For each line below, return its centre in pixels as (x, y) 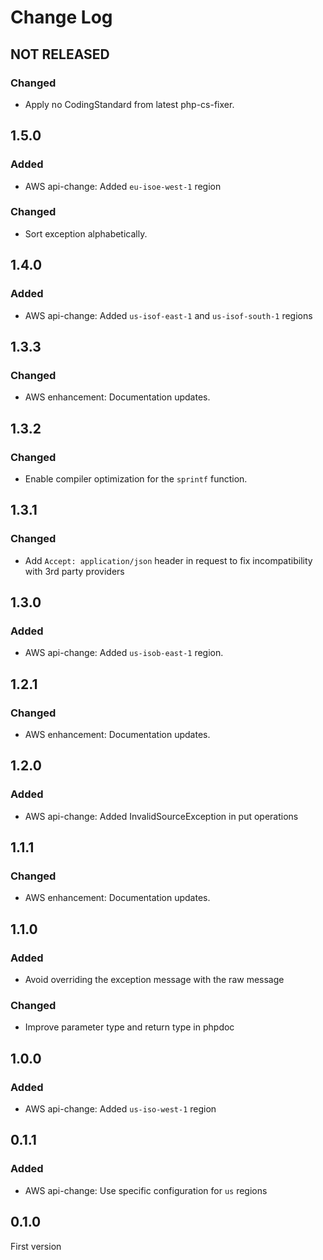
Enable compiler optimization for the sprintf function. (136, 478)
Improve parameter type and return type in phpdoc (129, 1027)
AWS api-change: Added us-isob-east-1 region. (124, 653)
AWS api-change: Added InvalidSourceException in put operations (161, 816)
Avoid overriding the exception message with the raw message (154, 980)
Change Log (61, 17)
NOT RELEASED (60, 54)
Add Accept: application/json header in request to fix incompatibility (168, 560)
